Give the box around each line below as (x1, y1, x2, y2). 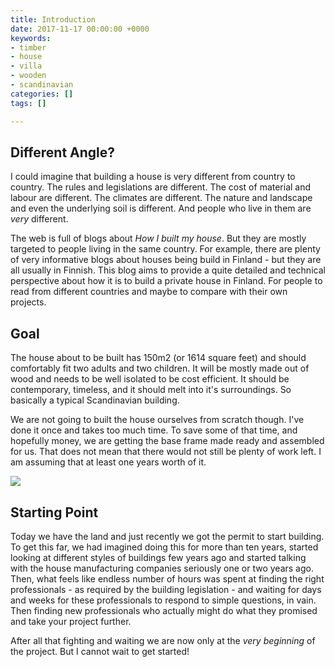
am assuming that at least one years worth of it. (10, 456, 207, 468)
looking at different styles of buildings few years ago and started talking (10, 551, 307, 563)
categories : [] (10, 89, 74, 99)
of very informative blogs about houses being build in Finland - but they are (10, 254, 322, 266)
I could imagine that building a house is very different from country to (10, 171, 296, 183)
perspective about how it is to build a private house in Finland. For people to (10, 275, 323, 287)
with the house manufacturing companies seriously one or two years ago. (10, 562, 314, 574)
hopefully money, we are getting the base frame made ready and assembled (10, 435, 325, 447)
